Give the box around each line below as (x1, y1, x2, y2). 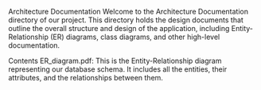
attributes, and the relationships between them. (8, 73, 163, 82)
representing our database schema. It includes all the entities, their (8, 65, 228, 74)
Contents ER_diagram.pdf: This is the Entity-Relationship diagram (8, 56, 222, 65)
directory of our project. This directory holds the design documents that (8, 15, 244, 25)
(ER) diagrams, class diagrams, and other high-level (50, 32, 220, 41)
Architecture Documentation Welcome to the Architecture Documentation (8, 7, 249, 16)
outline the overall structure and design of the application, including (8, 24, 230, 33)
